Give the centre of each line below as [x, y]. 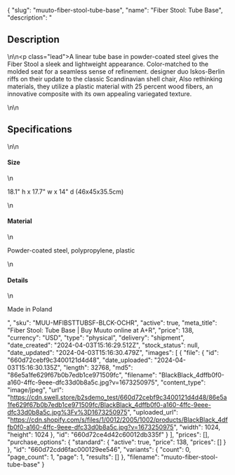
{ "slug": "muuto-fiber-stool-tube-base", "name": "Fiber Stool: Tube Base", [115, 10]
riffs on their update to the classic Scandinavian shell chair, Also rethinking [115, 79]
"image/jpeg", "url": [36, 390]
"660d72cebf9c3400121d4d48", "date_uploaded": [80, 360]
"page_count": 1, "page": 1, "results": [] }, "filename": [83, 457]
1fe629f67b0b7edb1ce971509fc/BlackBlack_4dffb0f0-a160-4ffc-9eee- [109, 405]
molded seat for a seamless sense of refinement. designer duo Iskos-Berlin [116, 71]
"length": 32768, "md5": [98, 368]
